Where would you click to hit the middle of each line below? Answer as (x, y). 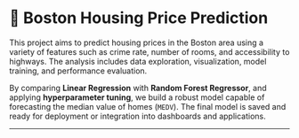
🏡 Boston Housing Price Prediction (139, 18)
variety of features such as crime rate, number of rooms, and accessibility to (149, 51)
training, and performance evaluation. (78, 71)
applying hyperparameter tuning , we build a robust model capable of (137, 97)
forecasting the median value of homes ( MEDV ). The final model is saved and (148, 106)
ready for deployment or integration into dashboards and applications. (138, 116)
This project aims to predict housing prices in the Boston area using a (137, 42)
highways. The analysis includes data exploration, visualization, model (138, 61)
